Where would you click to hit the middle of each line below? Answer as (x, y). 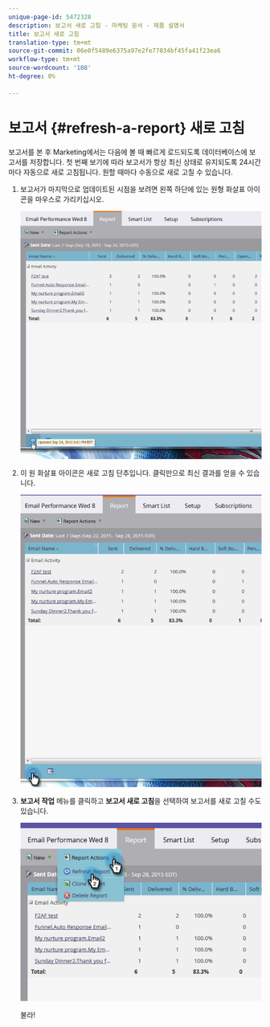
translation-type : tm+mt (50, 43)
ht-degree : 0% (32, 76)
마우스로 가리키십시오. (70, 199)
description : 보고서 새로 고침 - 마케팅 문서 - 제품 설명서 (96, 25)
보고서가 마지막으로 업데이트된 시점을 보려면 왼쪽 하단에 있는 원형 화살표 (133, 189)
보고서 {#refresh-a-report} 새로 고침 (127, 128)
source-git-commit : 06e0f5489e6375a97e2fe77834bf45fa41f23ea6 (115, 51)
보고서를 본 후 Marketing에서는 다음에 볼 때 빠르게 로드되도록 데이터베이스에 (128, 152)
